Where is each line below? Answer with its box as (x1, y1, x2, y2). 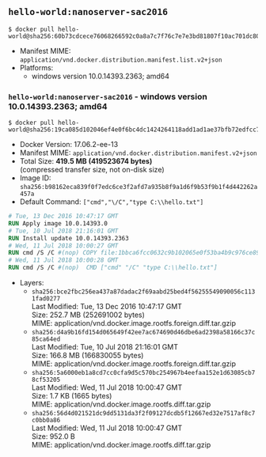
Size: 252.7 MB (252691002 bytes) (31, 310, 145, 319)
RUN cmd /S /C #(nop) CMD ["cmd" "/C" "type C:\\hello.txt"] (8, 264, 218, 272)
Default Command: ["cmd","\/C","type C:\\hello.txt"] (19, 197, 204, 206)
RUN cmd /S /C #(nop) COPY (8, 249, 97, 257)
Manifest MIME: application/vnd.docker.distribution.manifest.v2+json (19, 148, 257, 157)
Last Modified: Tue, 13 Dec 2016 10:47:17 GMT (31, 302, 182, 312)
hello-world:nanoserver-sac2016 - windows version (8, 91, 207, 102)
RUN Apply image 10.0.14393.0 (8, 219, 108, 228)
